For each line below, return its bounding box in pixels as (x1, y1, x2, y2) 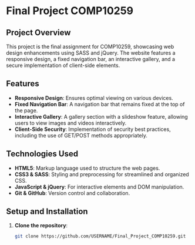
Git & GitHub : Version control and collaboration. (14, 189, 130, 196)
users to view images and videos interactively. (14, 119, 127, 126)
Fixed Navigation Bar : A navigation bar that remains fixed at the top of (14, 100, 185, 108)
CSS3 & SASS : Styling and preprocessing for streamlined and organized (14, 170, 189, 177)
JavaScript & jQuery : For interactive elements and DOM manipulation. (14, 183, 184, 190)
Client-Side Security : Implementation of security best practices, (14, 125, 172, 133)
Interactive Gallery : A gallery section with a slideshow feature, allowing (14, 113, 188, 120)
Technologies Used (6, 149, 78, 159)
